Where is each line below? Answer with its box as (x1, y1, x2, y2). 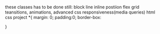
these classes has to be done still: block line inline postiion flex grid (5, 4, 140, 10)
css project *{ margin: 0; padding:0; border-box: (5, 15, 102, 20)
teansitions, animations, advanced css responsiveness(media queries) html (5, 9, 155, 15)
